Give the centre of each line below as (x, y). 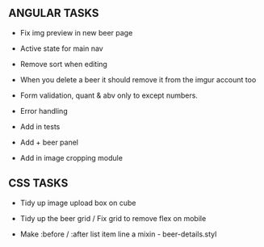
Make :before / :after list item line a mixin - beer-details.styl (118, 234)
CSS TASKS (38, 184)
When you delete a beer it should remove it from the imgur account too (138, 79)
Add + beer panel (49, 142)
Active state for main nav (61, 48)
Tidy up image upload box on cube (78, 203)
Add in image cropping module (71, 157)
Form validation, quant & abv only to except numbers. (109, 95)
